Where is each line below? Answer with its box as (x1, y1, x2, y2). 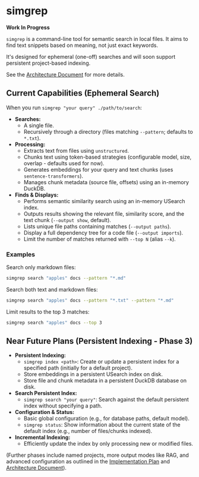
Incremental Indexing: (14, 434, 71, 441)
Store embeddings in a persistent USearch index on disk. (23, 371, 163, 378)
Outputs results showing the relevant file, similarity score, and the (23, 210, 185, 217)
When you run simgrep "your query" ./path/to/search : (6, 104, 143, 111)
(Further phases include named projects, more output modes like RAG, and (6, 451, 189, 459)
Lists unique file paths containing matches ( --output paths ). (23, 223, 171, 230)
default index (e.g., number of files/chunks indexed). (23, 428, 153, 435)
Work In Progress (6, 24, 50, 31)
